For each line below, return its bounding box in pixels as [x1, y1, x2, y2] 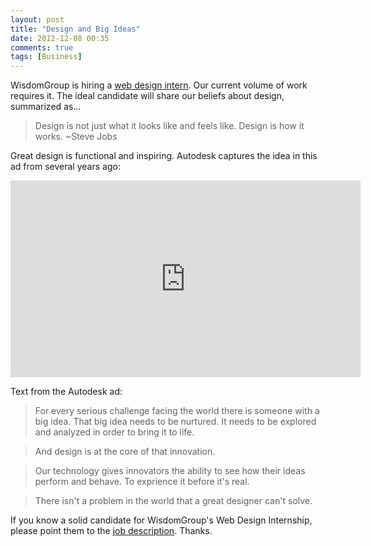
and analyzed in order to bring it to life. [34, 426, 195, 438]
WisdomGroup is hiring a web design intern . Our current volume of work [10, 79, 308, 91]
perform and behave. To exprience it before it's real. [34, 476, 250, 488]
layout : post [10, 14, 65, 25]
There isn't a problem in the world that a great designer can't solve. [34, 495, 313, 507]
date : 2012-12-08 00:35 [10, 33, 110, 43]
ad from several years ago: [10, 161, 121, 173]
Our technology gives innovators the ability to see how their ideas [34, 465, 306, 477]
